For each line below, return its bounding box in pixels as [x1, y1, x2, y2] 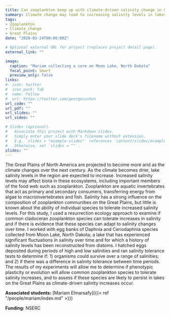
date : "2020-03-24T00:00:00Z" [5, 36, 69, 41]
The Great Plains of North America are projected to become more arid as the [5, 162, 165, 168]
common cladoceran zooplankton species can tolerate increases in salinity [5, 216, 161, 222]
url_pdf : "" [5, 106, 30, 111]
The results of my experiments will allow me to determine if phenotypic [5, 264, 153, 270]
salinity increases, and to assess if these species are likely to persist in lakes [5, 274, 164, 281]
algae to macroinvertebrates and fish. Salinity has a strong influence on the [5, 194, 162, 200]
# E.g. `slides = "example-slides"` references [5, 138, 112, 143]
